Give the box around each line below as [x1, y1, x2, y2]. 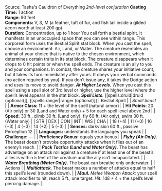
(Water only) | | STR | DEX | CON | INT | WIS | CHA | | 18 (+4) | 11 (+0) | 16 [5, 118, 152, 124]
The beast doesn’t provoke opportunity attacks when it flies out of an [5, 139, 144, 145]
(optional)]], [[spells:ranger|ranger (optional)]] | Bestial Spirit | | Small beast [5, 98, 157, 103]
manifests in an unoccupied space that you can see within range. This [5, 35, 145, 41]
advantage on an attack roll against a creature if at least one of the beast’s [5, 149, 154, 155]
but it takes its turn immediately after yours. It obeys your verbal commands [5, 72, 157, 77]
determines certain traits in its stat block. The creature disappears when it [5, 56, 153, 62]
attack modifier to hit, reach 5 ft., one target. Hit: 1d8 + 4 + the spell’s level [5, 175, 154, 181]
